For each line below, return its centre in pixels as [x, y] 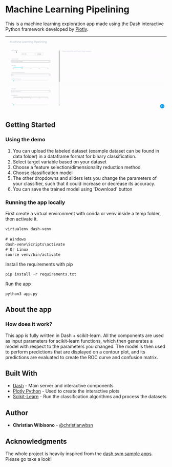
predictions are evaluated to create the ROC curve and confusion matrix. [82, 357]
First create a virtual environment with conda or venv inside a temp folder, [83, 213]
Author [17, 413]
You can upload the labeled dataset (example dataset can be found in [86, 151]
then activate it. [22, 219]
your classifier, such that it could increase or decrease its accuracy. [84, 183]
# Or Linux [17, 249]
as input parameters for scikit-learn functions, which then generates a [79, 341]
